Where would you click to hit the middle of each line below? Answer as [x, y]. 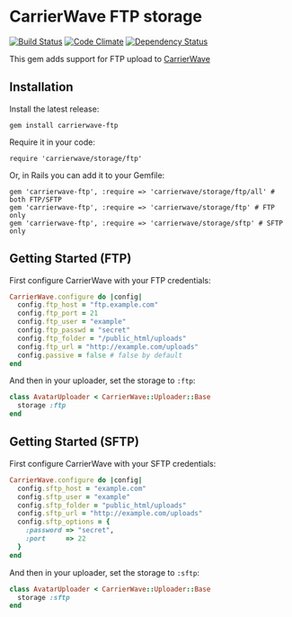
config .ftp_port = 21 [58, 313]
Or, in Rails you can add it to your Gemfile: [87, 175]
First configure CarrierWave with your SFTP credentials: [113, 463]
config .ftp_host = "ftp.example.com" [88, 305]
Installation [41, 87]
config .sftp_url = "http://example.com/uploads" [110, 514]
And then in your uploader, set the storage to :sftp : [105, 572]
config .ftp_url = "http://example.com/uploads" [108, 347]
